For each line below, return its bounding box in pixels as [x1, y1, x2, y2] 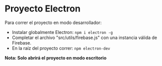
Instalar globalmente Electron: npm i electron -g [11, 29, 113, 35]
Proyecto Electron [4, 3, 81, 14]
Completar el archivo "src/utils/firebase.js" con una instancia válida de [11, 34, 157, 40]
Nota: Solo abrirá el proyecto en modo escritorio [4, 54, 107, 60]
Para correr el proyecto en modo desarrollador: [4, 19, 102, 25]
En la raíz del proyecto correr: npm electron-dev [11, 45, 110, 51]
